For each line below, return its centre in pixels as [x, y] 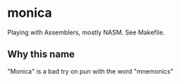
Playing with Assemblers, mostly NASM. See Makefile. [86, 32]
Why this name [41, 54]
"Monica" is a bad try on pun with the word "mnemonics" [91, 71]
